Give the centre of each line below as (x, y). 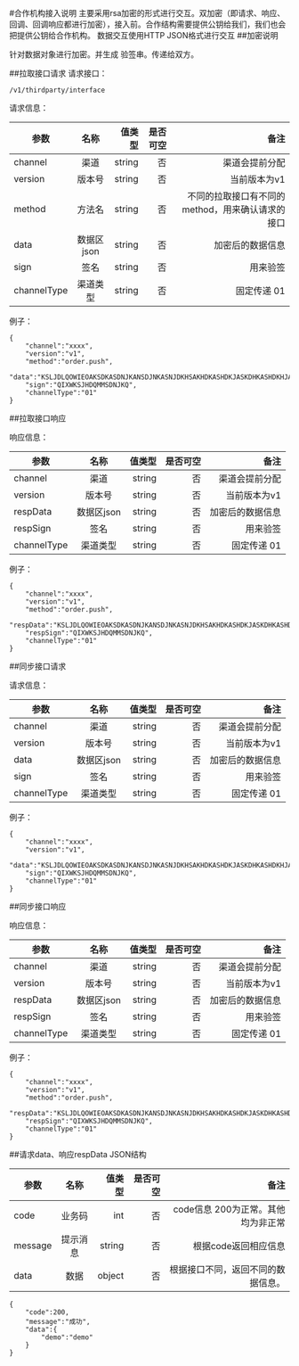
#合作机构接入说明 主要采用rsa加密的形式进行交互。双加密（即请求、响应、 (147, 13)
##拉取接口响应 (38, 418)
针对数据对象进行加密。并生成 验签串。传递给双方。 (104, 54)
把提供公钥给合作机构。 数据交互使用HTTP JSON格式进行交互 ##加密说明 (144, 35)
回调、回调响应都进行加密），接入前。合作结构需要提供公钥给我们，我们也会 (148, 24)
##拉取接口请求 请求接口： (58, 73)
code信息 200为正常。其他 (229, 1209)
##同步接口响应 (38, 906)
